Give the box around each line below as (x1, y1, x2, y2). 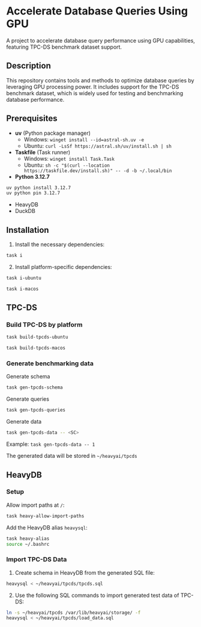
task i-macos (6, 286, 39, 292)
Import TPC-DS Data (6, 555, 67, 564)
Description (6, 61, 51, 71)
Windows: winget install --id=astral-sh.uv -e (23, 135, 145, 143)
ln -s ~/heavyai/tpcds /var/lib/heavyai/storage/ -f (6, 610, 141, 616)
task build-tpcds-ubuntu (6, 334, 68, 341)
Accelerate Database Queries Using (6, 4, 188, 18)
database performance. (6, 96, 65, 103)
